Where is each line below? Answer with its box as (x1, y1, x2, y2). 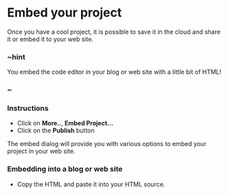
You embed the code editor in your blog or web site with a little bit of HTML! (7, 68, 222, 76)
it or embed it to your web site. (7, 34, 94, 43)
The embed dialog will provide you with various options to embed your (7, 140, 207, 148)
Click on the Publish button (16, 126, 95, 135)
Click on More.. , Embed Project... (16, 119, 113, 127)
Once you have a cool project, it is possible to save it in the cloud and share (7, 28, 221, 36)
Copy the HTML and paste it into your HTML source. (16, 180, 166, 188)
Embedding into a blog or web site (7, 164, 123, 174)
